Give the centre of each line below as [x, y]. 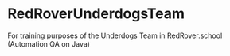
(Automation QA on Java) [49, 43]
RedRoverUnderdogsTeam [96, 14]
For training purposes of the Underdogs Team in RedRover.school [115, 35]
